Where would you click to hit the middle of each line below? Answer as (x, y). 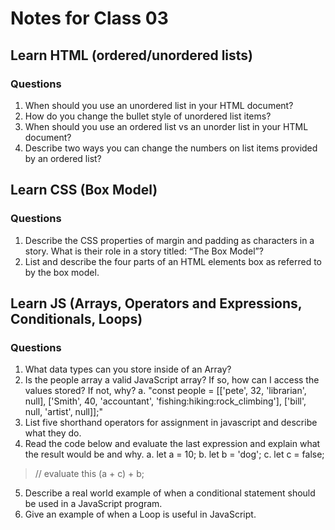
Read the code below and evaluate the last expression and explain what (172, 444)
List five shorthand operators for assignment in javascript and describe (171, 423)
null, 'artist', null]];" (63, 412)
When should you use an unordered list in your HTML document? (159, 105)
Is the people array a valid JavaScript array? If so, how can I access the (172, 380)
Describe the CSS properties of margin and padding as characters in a (169, 240)
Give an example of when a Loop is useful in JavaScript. (140, 514)
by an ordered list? (63, 158)
